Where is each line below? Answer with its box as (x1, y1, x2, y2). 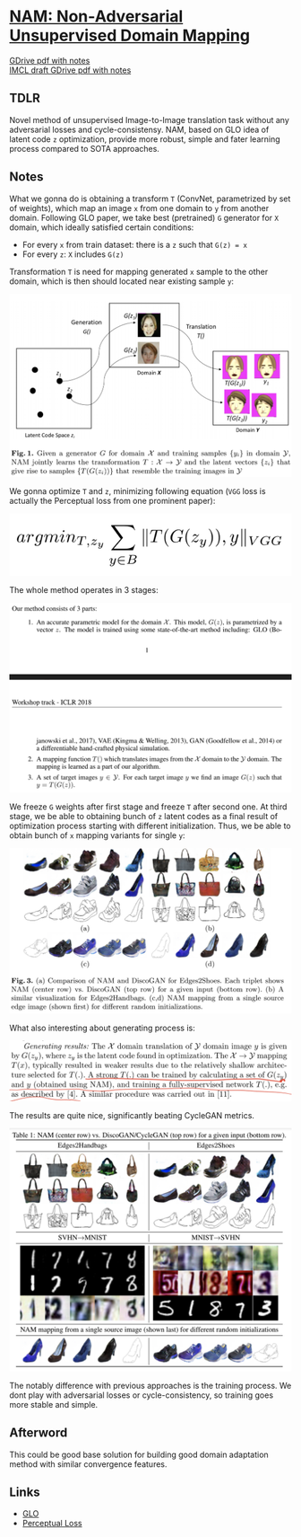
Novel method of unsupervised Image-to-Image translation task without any (9, 114, 289, 125)
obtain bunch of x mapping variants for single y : (9, 830, 185, 841)
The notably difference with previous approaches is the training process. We (9, 1380, 292, 1391)
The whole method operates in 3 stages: (9, 585, 159, 596)
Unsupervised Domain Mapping (9, 25, 251, 46)
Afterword (9, 1426, 68, 1441)
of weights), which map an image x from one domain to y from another (9, 202, 270, 213)
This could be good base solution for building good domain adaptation (9, 1449, 269, 1460)
